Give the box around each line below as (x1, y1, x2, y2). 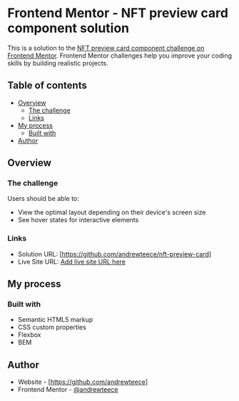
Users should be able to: (7, 194, 80, 203)
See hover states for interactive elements (17, 216, 139, 224)
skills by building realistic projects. (7, 58, 108, 67)
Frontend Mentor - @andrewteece (17, 385, 118, 394)
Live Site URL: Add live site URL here (17, 257, 126, 266)
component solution (7, 20, 130, 36)
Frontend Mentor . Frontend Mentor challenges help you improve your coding (7, 51, 233, 60)
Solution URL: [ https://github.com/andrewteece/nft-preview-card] (17, 249, 212, 258)
